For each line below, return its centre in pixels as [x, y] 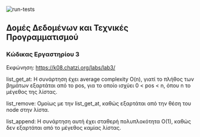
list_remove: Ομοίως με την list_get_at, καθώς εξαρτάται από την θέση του [99, 103]
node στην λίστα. [28, 109]
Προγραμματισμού [42, 37]
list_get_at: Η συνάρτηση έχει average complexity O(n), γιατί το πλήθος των [100, 79]
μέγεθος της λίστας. [32, 92]
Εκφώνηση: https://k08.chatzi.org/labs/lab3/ [61, 67]
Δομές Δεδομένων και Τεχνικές [67, 28]
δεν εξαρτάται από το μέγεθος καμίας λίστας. [64, 127]
